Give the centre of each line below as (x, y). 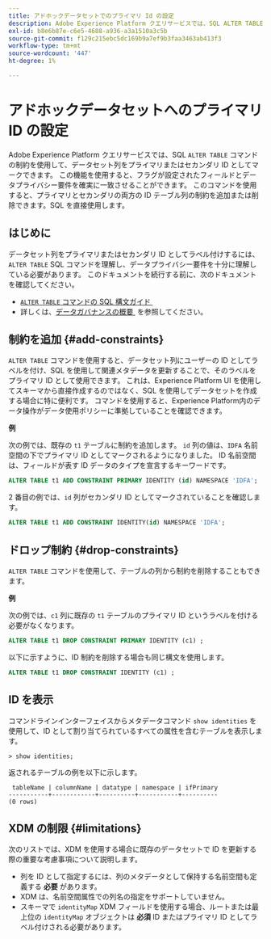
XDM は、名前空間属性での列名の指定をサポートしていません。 (125, 897)
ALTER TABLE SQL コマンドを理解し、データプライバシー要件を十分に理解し (132, 264)
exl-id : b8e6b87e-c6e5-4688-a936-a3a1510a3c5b (88, 31)
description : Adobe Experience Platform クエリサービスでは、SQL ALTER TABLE (136, 23)
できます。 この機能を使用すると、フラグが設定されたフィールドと (132, 175)
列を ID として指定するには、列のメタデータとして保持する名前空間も (135, 877)
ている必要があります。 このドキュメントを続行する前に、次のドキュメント (133, 274)
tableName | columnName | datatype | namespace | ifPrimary (115, 787)
